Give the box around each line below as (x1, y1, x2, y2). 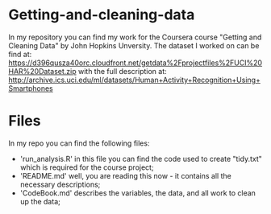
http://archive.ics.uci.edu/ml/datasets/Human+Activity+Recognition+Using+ (8, 75, 261, 84)
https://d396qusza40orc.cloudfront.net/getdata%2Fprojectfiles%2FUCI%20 (8, 58, 263, 68)
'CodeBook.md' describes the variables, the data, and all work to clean (19, 187, 256, 198)
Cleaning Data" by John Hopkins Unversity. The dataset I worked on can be (8, 40, 260, 50)
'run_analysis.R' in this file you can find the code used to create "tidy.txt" (19, 154, 262, 163)
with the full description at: (77, 66, 167, 76)
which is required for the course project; (19, 163, 155, 172)
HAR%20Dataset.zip (8, 66, 77, 76)
